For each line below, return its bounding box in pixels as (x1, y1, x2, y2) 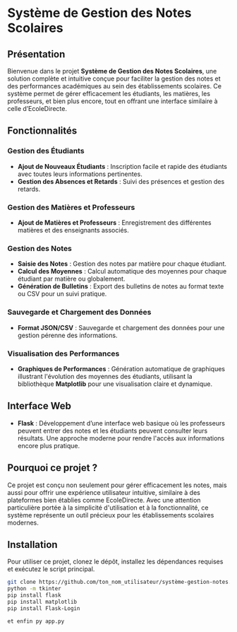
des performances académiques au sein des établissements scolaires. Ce (7, 82, 222, 90)
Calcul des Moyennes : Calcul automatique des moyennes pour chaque (17, 267, 227, 276)
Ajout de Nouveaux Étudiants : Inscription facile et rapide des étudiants (17, 162, 228, 170)
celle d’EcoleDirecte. (7, 105, 67, 112)
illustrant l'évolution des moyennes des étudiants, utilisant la (17, 372, 193, 380)
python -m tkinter (7, 585, 61, 592)
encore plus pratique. (17, 441, 80, 450)
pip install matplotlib (7, 598, 78, 605)
